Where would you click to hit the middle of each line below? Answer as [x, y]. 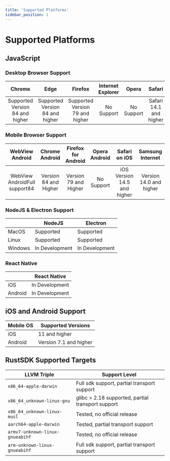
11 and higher [55, 334]
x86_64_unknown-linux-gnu [39, 401]
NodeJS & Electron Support [40, 210]
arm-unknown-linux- [31, 445]
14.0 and [150, 182]
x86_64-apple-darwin [32, 386]
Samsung [151, 151]
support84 [22, 188]
